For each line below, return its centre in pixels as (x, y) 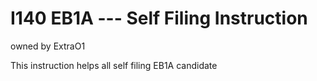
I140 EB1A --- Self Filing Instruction (159, 18)
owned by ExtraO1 (48, 46)
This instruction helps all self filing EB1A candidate (114, 65)
